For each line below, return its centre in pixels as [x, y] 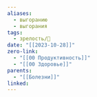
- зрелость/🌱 [32, 39]
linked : [18, 83]
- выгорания [31, 26]
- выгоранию [31, 20]
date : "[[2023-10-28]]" [41, 45]
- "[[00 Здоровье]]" [43, 64]
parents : [20, 70]
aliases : [20, 13]
